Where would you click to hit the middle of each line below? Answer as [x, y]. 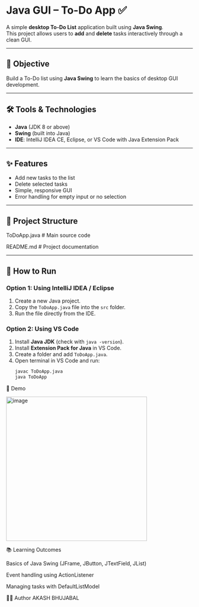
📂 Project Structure [42, 221]
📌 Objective [28, 64]
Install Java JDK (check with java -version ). [69, 342]
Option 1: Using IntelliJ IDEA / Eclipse [60, 288]
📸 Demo [16, 388]
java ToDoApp [31, 377]
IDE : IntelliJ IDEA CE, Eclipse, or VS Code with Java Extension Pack [97, 139]
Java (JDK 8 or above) [42, 127]
